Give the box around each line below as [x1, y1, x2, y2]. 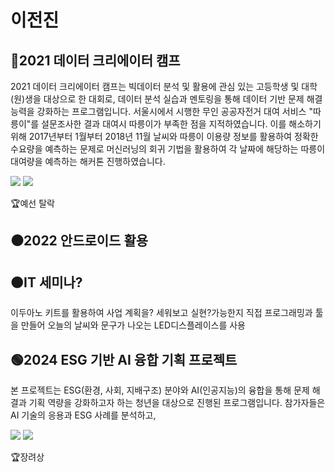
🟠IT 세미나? [10, 274, 83, 291]
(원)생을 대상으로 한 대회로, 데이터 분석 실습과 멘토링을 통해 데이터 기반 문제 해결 [10, 93, 323, 105]
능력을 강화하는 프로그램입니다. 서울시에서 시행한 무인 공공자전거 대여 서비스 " [10, 106, 313, 117]
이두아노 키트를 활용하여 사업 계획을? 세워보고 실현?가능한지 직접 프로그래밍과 [10, 307, 313, 319]
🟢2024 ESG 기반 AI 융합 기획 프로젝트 [10, 351, 238, 368]
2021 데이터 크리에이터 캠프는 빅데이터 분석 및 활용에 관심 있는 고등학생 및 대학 [10, 81, 318, 92]
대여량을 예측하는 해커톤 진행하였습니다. [10, 156, 166, 167]
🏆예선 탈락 [10, 197, 55, 209]
